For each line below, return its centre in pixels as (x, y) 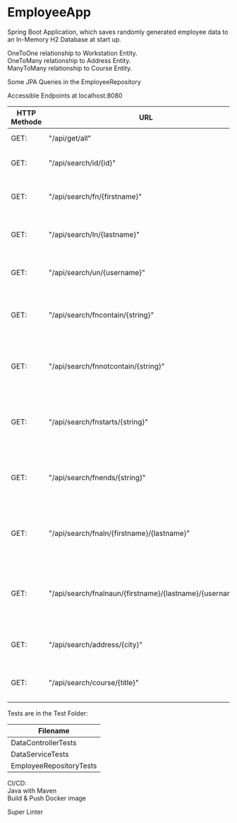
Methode (26, 122)
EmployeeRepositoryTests (54, 766)
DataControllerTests (44, 742)
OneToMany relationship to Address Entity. (69, 60)
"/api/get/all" (70, 138)
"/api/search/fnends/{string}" (97, 477)
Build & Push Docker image (47, 798)
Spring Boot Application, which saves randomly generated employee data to (118, 32)
